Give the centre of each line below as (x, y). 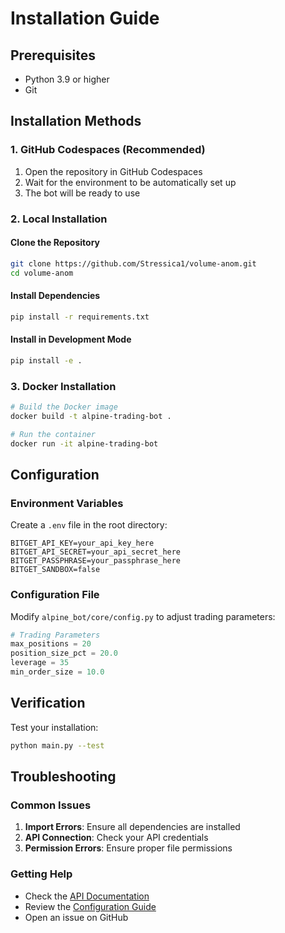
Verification (48, 703)
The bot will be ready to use (82, 193)
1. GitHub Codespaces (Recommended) (108, 150)
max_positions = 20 (51, 644)
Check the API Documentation (87, 896)
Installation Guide (85, 18)
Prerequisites (53, 55)
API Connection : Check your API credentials (116, 838)
